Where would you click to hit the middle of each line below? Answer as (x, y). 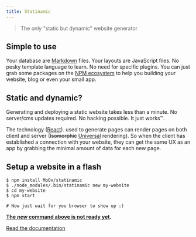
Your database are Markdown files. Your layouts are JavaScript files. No (93, 61)
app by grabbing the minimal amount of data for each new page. (84, 148)
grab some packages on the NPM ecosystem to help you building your (91, 73)
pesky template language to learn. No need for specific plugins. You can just (98, 67)
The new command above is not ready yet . (59, 217)
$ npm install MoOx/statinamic (44, 180)
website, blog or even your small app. (51, 79)
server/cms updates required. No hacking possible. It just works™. (85, 118)
